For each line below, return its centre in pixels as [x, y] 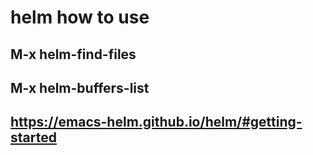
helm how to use [80, 17]
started [33, 137]
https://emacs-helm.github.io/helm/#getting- [156, 122]
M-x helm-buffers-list [80, 87]
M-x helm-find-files [73, 54]
